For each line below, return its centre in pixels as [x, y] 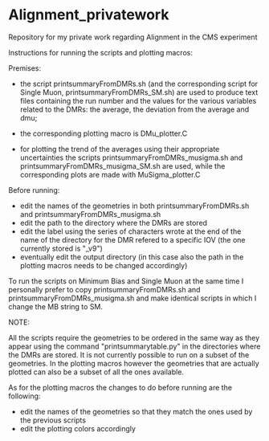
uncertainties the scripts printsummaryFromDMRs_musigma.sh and [131, 157]
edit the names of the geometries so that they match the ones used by [136, 411]
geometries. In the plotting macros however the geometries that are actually [134, 363]
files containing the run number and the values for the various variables [138, 100]
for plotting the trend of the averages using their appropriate [120, 149]
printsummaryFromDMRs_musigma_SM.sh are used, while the [122, 165]
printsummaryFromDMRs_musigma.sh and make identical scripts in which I [132, 298]
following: [24, 396]
